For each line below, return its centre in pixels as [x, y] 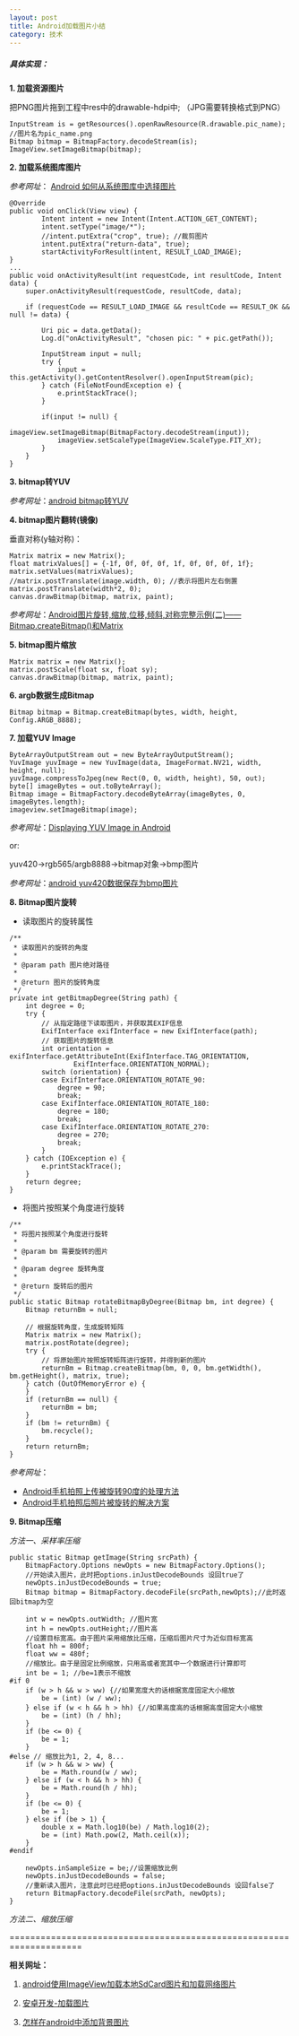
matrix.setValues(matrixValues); [72, 572]
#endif [21, 1851]
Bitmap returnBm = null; [72, 1310]
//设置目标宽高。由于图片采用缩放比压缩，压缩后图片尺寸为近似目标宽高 [139, 1639]
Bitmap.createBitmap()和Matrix [66, 626]
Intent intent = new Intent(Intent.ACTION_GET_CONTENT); [149, 219]
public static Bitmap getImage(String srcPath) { [104, 1558]
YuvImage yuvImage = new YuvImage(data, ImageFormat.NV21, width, [136, 763]
